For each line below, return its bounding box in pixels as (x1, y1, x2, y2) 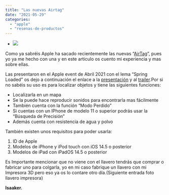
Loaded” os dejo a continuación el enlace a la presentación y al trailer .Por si (5, 76, 163, 83)
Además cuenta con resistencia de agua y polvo (12, 119, 113, 125)
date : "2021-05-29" (5, 12, 47, 17)
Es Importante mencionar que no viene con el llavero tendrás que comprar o (5, 159, 164, 165)
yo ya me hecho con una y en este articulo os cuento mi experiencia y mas (5, 56, 161, 62)
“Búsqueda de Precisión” (12, 113, 65, 120)
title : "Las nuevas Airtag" (5, 7, 65, 13)
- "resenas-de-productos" (10, 26, 65, 31)
